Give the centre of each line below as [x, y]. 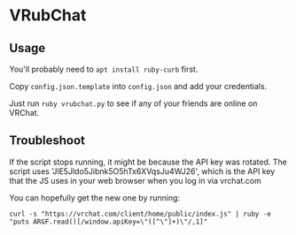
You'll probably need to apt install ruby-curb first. [104, 69]
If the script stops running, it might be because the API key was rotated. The [148, 162]
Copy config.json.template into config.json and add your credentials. [138, 86]
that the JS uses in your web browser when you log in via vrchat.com [135, 180]
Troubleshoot [47, 141]
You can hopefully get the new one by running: [94, 197]
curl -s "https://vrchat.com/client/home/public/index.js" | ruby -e [140, 214]
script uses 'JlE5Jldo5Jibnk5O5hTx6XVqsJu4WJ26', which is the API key [142, 171]
